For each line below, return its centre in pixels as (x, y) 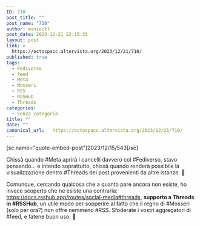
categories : (21, 108)
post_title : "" (25, 18)
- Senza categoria (35, 114)
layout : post (23, 40)
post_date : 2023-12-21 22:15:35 (47, 35)
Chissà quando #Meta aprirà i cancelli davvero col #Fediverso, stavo (92, 159)
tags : (13, 63)
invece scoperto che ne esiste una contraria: (62, 191)
